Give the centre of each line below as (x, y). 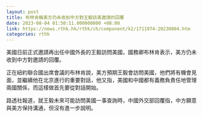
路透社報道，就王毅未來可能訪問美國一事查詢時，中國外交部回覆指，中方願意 (101, 101)
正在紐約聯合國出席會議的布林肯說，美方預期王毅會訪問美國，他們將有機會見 (101, 72)
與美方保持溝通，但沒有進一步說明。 (51, 108)
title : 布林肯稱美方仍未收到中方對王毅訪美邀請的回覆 (65, 17)
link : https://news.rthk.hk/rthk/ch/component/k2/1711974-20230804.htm (98, 29)
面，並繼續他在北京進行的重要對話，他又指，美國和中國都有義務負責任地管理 (101, 80)
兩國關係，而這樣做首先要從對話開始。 (54, 87)
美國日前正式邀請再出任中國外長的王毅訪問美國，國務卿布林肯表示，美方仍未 (101, 52)
